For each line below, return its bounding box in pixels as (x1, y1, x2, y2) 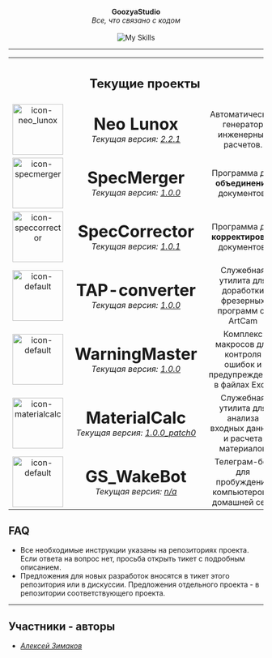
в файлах (214, 378, 250, 390)
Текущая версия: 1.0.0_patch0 (75, 427, 197, 438)
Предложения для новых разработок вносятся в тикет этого (19, 571, 230, 581)
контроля (224, 348, 261, 360)
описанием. (19, 562, 62, 572)
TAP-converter (75, 280, 197, 301)
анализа (226, 412, 259, 424)
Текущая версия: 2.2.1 (91, 134, 181, 144)
